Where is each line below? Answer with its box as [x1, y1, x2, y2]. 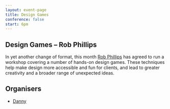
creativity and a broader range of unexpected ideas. [5, 70, 115, 76]
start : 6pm [5, 21, 29, 27]
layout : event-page [5, 7, 47, 13]
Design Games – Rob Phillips [5, 40, 97, 49]
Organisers [5, 85, 42, 93]
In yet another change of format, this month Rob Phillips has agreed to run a [5, 54, 164, 60]
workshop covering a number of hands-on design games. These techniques [5, 59, 165, 65]
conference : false [5, 17, 44, 22]
